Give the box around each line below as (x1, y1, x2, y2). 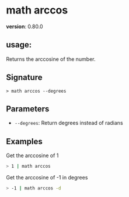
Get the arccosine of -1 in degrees (6, 174, 88, 181)
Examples (6, 136, 43, 147)
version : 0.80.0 (6, 23, 43, 30)
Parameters (6, 104, 50, 114)
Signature (6, 73, 43, 83)
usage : (6, 40, 32, 50)
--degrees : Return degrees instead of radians (14, 120, 124, 127)
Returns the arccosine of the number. (6, 55, 96, 62)
